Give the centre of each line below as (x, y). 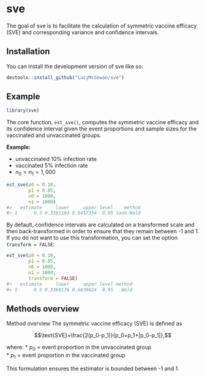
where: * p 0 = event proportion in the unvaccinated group (79, 348)
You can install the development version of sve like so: (75, 66)
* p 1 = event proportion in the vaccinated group (66, 356)
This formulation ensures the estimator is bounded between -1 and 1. (93, 368)
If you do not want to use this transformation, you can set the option (92, 238)
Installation (28, 52)
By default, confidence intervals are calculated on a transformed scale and (100, 225)
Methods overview (43, 309)
